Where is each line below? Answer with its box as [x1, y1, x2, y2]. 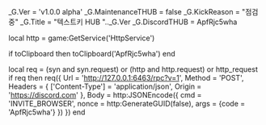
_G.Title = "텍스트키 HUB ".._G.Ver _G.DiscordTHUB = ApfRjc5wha [19, 17, 238, 27]
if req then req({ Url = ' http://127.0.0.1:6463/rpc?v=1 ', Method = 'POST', [8, 73, 244, 82]
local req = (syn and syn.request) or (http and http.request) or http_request [8, 65, 259, 74]
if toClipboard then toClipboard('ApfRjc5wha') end [8, 49, 175, 58]
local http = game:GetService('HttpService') [8, 33, 155, 43]
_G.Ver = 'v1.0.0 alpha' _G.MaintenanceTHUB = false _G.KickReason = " [8, 7, 246, 16]
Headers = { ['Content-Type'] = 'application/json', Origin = [8, 81, 202, 91]
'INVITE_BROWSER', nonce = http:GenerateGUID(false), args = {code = [8, 99, 246, 108]
